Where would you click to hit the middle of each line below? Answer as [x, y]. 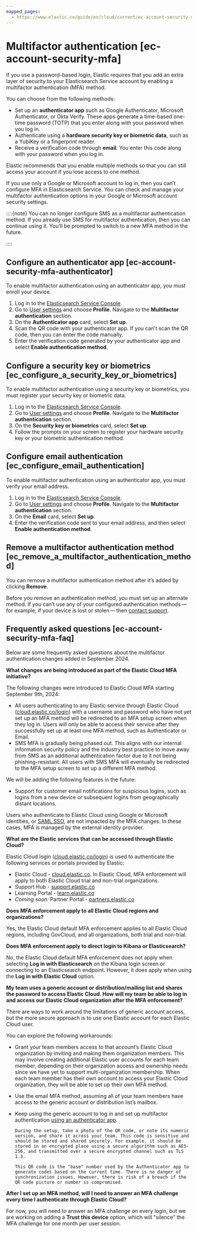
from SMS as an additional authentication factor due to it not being [95, 756]
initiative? [19, 676]
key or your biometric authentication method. [70, 438]
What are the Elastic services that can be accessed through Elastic [90, 839]
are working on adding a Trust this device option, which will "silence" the [95, 1217]
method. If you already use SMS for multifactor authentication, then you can [98, 220]
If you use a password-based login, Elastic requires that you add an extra [95, 75]
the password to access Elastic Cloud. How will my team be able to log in [97, 994]
